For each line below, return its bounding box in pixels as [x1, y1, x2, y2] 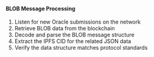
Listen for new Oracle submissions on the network [14, 18, 141, 25]
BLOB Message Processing [5, 5, 75, 12]
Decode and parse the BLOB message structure [14, 31, 135, 39]
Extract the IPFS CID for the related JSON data [14, 38, 131, 45]
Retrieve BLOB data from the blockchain [14, 25, 115, 32]
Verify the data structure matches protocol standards [14, 44, 148, 52]
